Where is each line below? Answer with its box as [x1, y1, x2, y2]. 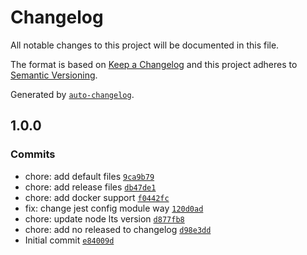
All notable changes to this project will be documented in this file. [10, 39, 280, 51]
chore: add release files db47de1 [24, 181, 157, 193]
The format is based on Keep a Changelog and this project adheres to [10, 58, 298, 70]
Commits [10, 147, 56, 161]
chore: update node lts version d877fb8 [24, 212, 185, 225]
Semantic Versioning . [10, 69, 98, 81]
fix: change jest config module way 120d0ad [24, 202, 204, 214]
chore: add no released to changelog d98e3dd [24, 223, 212, 235]
